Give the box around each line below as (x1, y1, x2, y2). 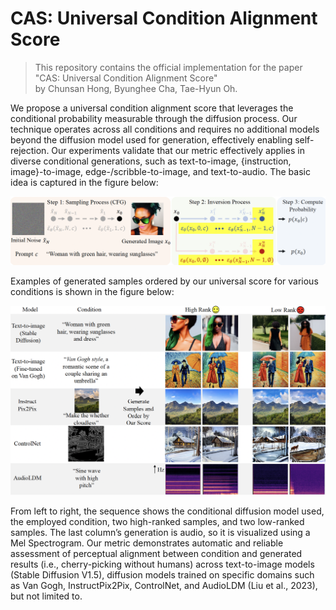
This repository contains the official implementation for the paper (34, 61, 303, 73)
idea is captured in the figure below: (10, 176, 159, 188)
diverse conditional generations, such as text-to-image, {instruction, (10, 155, 292, 167)
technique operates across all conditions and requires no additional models (10, 123, 320, 135)
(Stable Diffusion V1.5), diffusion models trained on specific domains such (10, 569, 315, 581)
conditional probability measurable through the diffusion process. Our (10, 112, 298, 124)
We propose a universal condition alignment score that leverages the (10, 102, 294, 114)
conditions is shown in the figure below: (10, 285, 175, 297)
